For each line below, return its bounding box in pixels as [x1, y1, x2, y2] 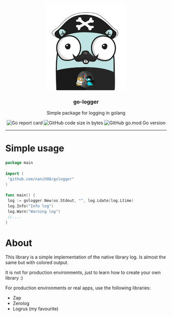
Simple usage [5, 143, 64, 154]
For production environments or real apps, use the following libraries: [5, 285, 151, 291]
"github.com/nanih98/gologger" [7, 176, 74, 181]
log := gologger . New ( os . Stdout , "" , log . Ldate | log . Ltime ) [7, 198, 134, 203]
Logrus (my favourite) [12, 306, 59, 312]
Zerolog [12, 300, 30, 307]
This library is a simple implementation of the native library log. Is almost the [5, 254, 166, 260]
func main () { [5, 193, 36, 198]
